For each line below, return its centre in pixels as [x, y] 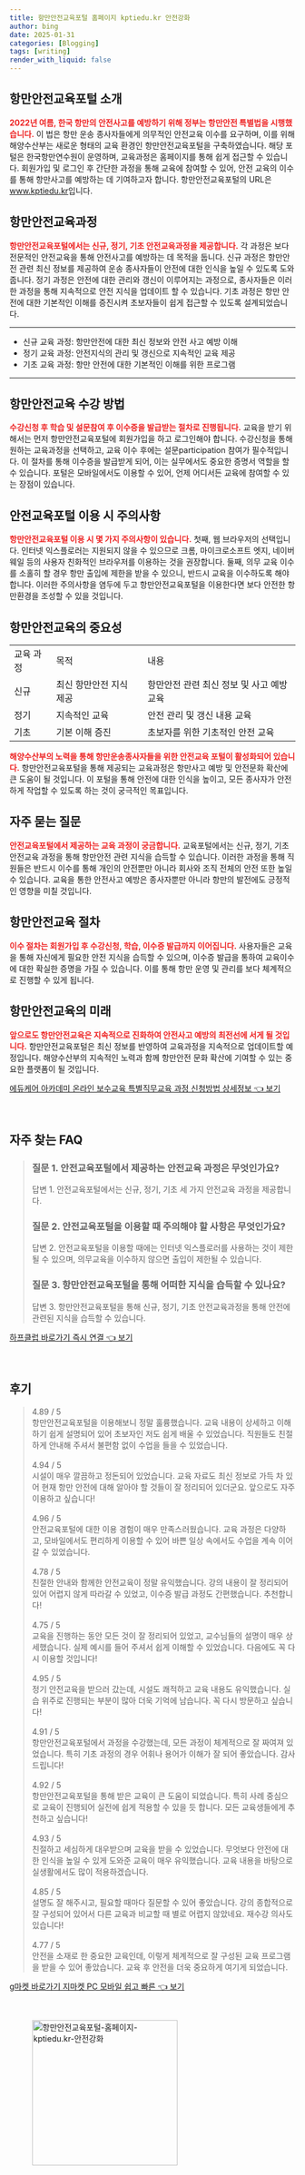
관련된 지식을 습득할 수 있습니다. [89, 1318]
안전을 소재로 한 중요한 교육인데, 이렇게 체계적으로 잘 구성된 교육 [145, 1955]
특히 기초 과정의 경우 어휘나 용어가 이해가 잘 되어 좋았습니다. [172, 1754]
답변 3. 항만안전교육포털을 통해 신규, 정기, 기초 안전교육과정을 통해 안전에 [161, 1306]
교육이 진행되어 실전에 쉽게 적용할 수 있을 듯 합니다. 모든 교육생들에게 [163, 1806]
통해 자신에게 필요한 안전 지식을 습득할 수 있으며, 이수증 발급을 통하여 [141, 957]
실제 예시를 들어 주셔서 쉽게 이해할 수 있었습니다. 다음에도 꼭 [179, 1647]
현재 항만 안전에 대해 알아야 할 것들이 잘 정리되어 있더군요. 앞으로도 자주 [168, 1487]
